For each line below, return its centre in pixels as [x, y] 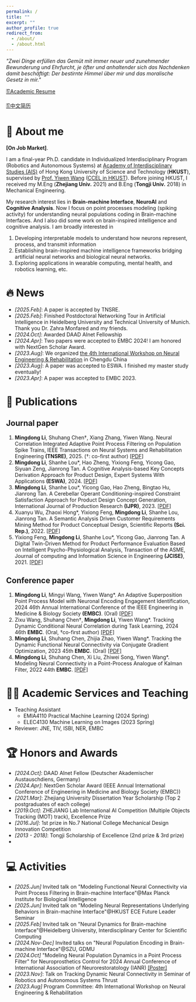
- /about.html [28, 45]
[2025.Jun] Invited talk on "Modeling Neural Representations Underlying [102, 905]
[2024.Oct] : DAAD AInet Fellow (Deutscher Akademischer [84, 773]
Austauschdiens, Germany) [47, 779]
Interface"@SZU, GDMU [66, 949]
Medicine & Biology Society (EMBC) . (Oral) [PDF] [74, 613]
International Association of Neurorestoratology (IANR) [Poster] [91, 968]
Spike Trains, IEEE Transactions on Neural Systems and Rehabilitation [98, 450]
